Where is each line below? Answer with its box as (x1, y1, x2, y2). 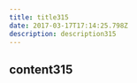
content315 (9, 62, 73, 77)
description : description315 (9, 29, 117, 38)
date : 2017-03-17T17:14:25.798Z (9, 21, 128, 30)
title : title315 (9, 12, 69, 22)
